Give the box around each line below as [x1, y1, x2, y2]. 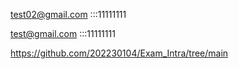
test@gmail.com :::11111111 [10, 28, 116, 39]
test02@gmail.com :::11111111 [10, 9, 127, 20]
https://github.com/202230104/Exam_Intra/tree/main [10, 47, 229, 59]
